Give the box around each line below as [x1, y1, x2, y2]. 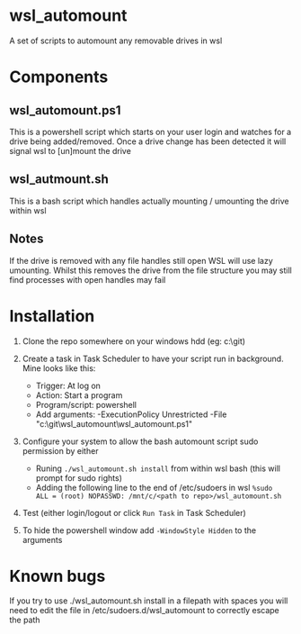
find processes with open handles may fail [9, 274, 166, 285]
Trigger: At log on [35, 380, 102, 391]
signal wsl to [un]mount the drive [9, 145, 132, 156]
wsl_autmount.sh [9, 172, 110, 187]
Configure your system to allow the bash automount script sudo [22, 436, 259, 447]
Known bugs [9, 566, 106, 586]
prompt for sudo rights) [35, 472, 123, 483]
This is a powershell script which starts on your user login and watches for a [9, 126, 292, 137]
